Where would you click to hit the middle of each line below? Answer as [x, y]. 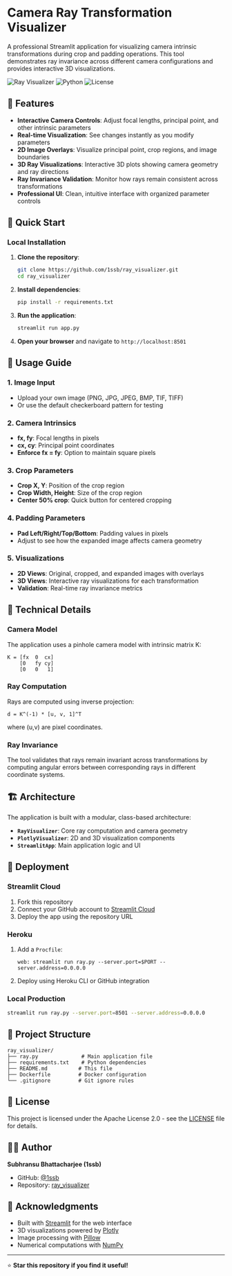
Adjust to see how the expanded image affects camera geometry [109, 541]
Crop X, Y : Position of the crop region [71, 485]
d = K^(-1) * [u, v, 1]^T [44, 714]
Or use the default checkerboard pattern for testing [90, 405]
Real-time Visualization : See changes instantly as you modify [106, 135]
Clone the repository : [48, 258]
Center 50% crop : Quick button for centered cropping [94, 500]
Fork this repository [45, 902]
